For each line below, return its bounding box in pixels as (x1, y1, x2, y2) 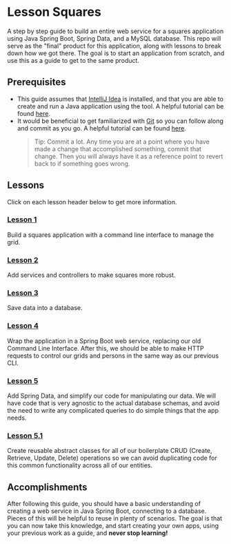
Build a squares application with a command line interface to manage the (7, 231, 214, 239)
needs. (7, 414, 27, 422)
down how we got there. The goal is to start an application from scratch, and (7, 49, 225, 57)
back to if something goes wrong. (34, 159, 130, 168)
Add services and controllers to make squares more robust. (7, 271, 176, 280)
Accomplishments (7, 481, 88, 493)
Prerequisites (7, 77, 66, 88)
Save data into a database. (7, 304, 83, 312)
